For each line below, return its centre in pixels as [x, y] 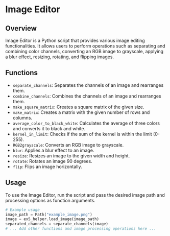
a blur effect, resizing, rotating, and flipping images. [59, 57]
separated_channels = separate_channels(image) [57, 224]
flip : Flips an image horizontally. [47, 167]
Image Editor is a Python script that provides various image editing [75, 40]
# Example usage [22, 210]
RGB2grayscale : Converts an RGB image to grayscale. [68, 145]
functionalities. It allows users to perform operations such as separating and [85, 46]
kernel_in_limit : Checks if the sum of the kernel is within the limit [82, 134]
